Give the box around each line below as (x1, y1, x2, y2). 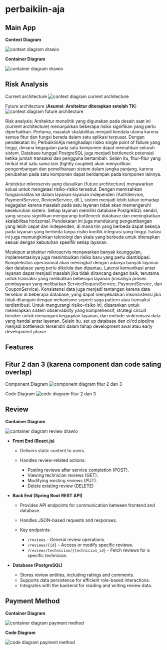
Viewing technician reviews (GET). (27, 472, 98, 478)
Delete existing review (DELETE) (27, 483, 94, 489)
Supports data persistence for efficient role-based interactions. (19, 577, 150, 583)
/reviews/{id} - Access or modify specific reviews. (27, 542, 133, 548)
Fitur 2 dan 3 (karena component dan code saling (5, 360, 161, 368)
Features (5, 343, 33, 352)
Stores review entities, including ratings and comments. (19, 572, 134, 578)
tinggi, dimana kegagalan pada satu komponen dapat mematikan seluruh (5, 144, 155, 150)
